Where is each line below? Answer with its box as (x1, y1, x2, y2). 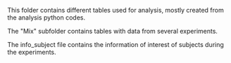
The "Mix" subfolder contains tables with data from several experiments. (7, 27, 218, 35)
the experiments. (7, 48, 56, 56)
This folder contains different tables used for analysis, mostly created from (7, 6, 224, 14)
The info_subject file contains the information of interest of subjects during (7, 41, 224, 48)
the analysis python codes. (7, 13, 86, 22)
